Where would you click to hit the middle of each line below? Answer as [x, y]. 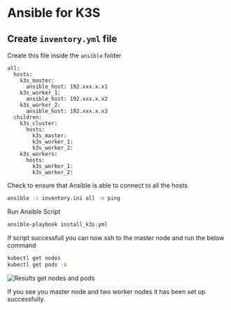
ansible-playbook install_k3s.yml [58, 224]
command [22, 245]
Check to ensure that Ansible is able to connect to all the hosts [97, 185]
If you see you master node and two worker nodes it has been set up [106, 291]
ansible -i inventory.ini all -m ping [64, 198]
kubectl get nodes [34, 258]
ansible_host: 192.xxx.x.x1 [67, 87]
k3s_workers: [39, 154]
